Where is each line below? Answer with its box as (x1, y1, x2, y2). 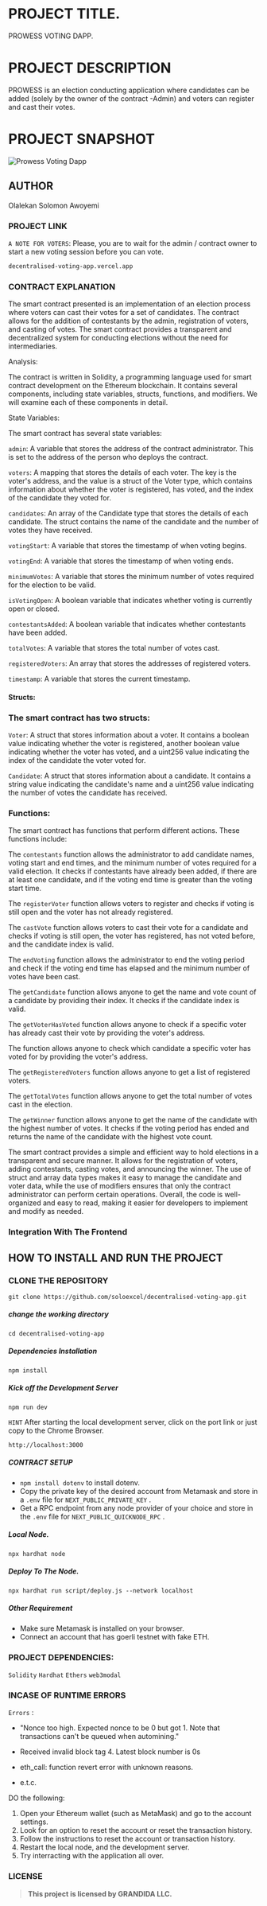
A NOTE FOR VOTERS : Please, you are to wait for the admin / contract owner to (8, 238, 257, 247)
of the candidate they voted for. (8, 493, 111, 503)
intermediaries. (8, 341, 58, 351)
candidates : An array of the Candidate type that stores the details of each (8, 508, 249, 518)
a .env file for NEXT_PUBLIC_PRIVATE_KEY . (19, 1495, 152, 1504)
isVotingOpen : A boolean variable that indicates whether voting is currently (8, 596, 253, 605)
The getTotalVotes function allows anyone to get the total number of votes (8, 1091, 253, 1101)
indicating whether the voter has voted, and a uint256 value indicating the (8, 747, 250, 757)
